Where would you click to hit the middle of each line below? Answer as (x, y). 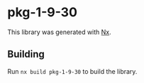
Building (26, 54)
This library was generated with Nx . (59, 32)
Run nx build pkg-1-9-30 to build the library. (72, 71)
